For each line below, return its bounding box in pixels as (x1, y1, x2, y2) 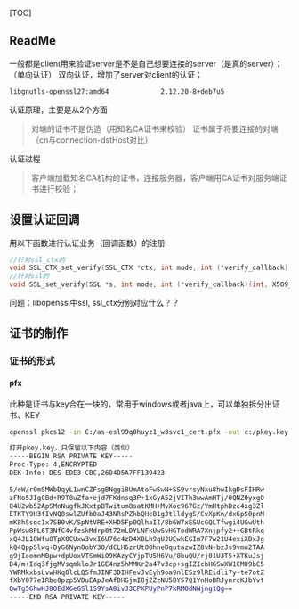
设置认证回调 (9, 212, 80, 227)
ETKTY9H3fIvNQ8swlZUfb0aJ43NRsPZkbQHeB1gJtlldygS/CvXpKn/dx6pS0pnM (9, 510, 265, 519)
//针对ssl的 (9, 272, 50, 281)
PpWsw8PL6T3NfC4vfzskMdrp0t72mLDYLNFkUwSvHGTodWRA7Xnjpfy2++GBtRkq (9, 526, 265, 536)
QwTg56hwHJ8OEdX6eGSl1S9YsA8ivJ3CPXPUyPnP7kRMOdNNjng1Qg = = (9, 584, 233, 594)
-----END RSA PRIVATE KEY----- (9, 593, 125, 602)
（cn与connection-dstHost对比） (30, 134, 153, 145)
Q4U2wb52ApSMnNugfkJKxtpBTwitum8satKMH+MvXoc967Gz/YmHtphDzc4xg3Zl (9, 501, 265, 511)
